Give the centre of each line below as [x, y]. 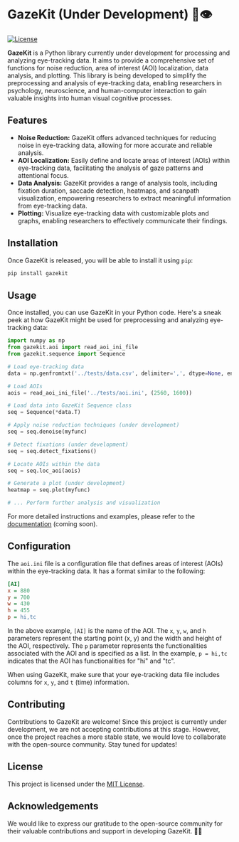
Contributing [36, 704]
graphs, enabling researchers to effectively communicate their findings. [122, 220]
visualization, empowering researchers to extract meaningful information [124, 198]
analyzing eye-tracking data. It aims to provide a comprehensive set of [111, 60]
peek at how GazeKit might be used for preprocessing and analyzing [108, 320]
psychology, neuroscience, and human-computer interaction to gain [107, 90]
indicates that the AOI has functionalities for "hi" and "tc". [91, 661]
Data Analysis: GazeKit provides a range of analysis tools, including [117, 183]
